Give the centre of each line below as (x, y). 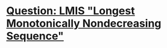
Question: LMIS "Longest (71, 11)
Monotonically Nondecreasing (84, 23)
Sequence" (35, 36)
